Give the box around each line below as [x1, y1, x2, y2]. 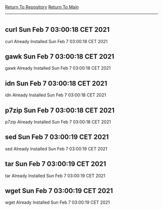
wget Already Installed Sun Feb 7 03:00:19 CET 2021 [5, 199, 110, 205]
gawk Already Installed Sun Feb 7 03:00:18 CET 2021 [5, 65, 111, 71]
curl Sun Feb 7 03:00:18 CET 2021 [5, 26, 110, 34]
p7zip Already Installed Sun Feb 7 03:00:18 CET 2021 [5, 119, 111, 125]
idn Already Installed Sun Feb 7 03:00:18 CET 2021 [5, 92, 106, 98]
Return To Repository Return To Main [5, 4, 79, 10]
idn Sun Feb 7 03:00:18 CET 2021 [5, 79, 108, 88]
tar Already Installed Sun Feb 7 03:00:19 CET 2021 [5, 173, 106, 179]
